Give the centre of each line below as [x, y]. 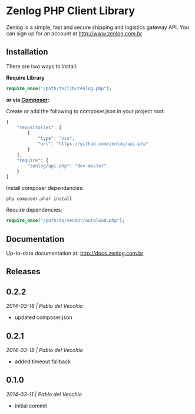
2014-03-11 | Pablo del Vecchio [44, 394]
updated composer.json [43, 317]
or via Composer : [28, 100]
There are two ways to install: [42, 66]
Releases [23, 272]
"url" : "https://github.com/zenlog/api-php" [93, 144]
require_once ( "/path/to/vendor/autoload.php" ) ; [66, 221]
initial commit [31, 406]
